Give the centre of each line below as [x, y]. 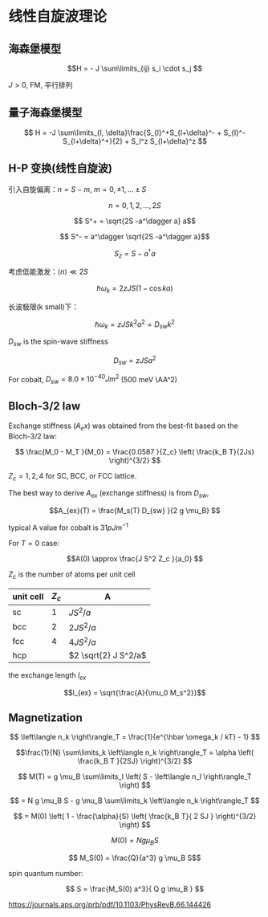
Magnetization [45, 718]
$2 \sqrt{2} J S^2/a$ [108, 655]
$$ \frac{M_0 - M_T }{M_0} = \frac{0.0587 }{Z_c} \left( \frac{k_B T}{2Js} [135, 451]
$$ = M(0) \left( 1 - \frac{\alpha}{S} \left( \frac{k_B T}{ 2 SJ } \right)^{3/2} [135, 817]
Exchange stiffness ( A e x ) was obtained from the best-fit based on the [123, 426]
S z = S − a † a [135, 253]
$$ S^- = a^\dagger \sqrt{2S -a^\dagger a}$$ [135, 236]
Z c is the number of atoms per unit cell [72, 575]
